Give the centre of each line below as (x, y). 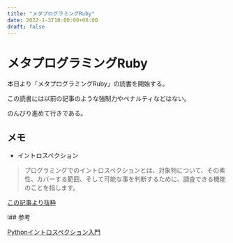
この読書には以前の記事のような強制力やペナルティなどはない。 (99, 99)
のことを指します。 (52, 188)
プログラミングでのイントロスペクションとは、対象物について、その (122, 171)
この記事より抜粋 (32, 203)
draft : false (26, 26)
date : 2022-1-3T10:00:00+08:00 (53, 20)
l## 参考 (19, 217)
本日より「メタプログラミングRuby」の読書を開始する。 (88, 84)
